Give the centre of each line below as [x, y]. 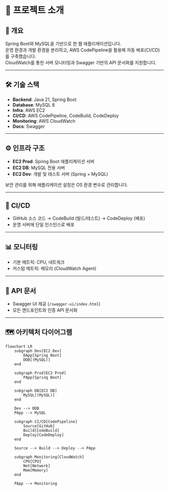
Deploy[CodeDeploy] [44, 435]
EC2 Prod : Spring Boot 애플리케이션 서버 [53, 161]
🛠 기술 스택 [22, 85]
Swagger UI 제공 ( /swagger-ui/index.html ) [56, 304]
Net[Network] [37, 466]
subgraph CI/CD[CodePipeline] [46, 422]
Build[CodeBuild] [41, 430]
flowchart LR [19, 347]
